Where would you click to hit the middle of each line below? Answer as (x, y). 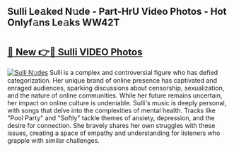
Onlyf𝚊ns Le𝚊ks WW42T (64, 23)
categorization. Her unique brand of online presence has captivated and (112, 80)
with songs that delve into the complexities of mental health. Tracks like (111, 110)
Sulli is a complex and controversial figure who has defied (133, 72)
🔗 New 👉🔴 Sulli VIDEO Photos (75, 52)
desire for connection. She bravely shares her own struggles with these (111, 125)
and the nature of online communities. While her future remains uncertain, (115, 95)
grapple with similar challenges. (54, 140)
